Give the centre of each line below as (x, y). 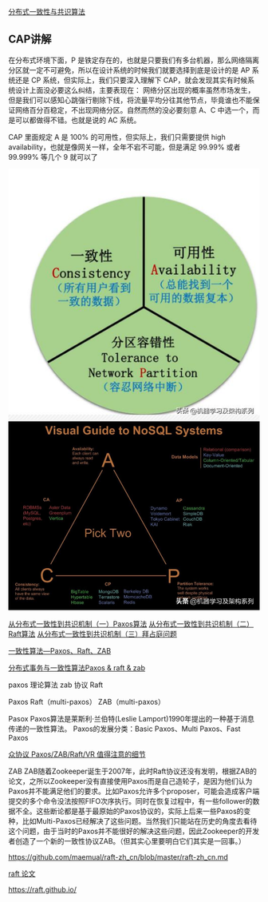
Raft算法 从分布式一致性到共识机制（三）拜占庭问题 (93, 634)
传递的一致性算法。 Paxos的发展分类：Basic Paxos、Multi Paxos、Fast (124, 729)
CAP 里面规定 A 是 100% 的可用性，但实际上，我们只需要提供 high (117, 137)
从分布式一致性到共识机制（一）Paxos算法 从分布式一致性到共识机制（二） (131, 624)
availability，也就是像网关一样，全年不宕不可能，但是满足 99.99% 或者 (124, 147)
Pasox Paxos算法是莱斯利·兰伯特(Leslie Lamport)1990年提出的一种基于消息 (132, 718)
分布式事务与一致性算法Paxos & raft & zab (77, 668)
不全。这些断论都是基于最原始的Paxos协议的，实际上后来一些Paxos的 (129, 811)
